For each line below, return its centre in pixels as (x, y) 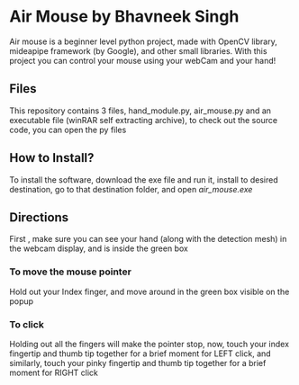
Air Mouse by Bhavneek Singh (124, 17)
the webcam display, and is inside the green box (99, 248)
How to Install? (52, 158)
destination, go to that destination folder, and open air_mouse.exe (131, 189)
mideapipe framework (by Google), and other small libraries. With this (138, 50)
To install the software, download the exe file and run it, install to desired (144, 179)
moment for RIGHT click (54, 372)
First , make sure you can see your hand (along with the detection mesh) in (148, 239)
